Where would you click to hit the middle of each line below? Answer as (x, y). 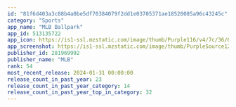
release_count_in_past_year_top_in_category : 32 (80, 92)
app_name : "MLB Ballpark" (45, 27)
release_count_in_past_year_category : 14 (69, 86)
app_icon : (22, 40)
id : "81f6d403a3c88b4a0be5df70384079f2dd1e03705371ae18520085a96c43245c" (118, 14)
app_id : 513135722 (34, 33)
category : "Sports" (36, 20)
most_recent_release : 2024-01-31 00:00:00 (70, 73)
